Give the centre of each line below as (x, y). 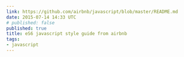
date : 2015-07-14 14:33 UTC (41, 17)
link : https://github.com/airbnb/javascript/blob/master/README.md (92, 12)
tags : (13, 39)
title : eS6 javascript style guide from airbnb (67, 34)
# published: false (31, 23)
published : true (26, 28)
